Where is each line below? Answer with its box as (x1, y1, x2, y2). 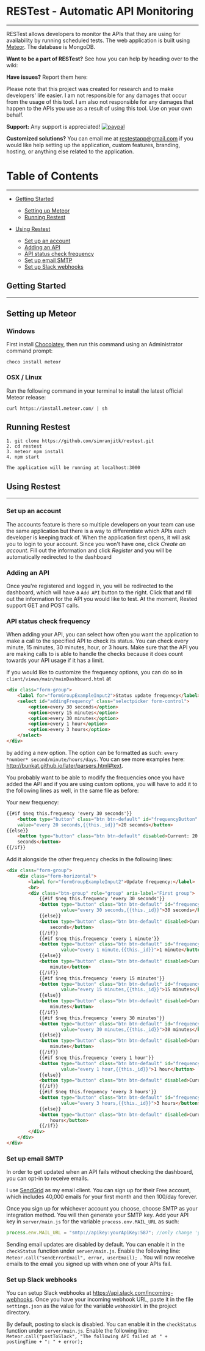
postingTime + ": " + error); (6, 1339, 84, 1345)
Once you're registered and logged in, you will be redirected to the (6, 582, 174, 589)
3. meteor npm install (6, 449, 64, 455)
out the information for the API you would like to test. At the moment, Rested (6, 595, 198, 602)
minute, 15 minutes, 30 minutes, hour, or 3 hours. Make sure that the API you (6, 644, 199, 651)
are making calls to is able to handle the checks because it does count (6, 650, 183, 658)
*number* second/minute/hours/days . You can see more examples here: (6, 756, 185, 763)
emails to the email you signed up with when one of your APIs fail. (6, 1260, 172, 1268)
